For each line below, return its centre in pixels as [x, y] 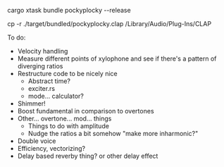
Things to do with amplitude [68, 126]
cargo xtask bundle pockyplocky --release [69, 10]
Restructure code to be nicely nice [67, 74]
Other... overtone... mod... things [64, 118]
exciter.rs [41, 88]
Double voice [37, 141]
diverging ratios [40, 66]
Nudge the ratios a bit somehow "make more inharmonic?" [113, 134]
